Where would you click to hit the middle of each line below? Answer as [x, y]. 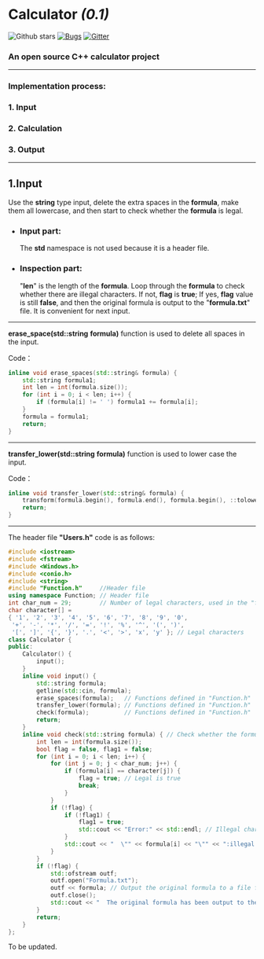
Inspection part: [51, 269]
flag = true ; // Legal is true [129, 779]
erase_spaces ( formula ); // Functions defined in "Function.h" [144, 698]
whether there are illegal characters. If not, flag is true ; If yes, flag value [136, 294]
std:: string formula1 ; [59, 380]
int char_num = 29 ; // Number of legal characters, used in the [128, 603]
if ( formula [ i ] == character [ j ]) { [122, 771]
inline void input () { [59, 676]
